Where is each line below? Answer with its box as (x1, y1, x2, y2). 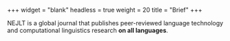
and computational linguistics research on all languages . (7, 27, 169, 34)
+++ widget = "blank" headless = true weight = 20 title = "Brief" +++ (7, 6, 203, 14)
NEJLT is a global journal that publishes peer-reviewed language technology (7, 19, 224, 27)
